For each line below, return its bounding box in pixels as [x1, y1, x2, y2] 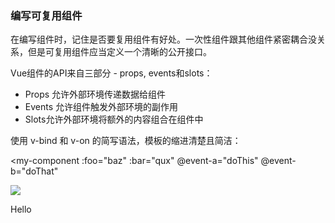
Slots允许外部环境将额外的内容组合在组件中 [24, 113, 204, 126]
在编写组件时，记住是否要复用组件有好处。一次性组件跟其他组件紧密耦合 [10, 33, 308, 46]
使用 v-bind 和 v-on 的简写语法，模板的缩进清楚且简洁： [10, 135, 242, 147]
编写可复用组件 [10, 8, 83, 22]
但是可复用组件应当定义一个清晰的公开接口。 [27, 46, 212, 58]
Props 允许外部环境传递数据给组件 [24, 88, 167, 101]
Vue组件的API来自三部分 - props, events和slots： [10, 67, 213, 79]
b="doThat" [10, 165, 59, 177]
